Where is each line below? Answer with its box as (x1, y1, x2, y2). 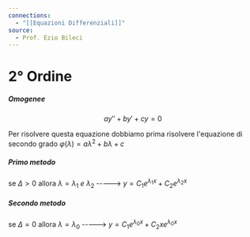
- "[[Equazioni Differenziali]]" (15, 19, 126, 27)
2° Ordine (8, 68, 73, 85)
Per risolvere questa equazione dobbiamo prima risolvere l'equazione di (8, 130, 243, 139)
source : (8, 26, 34, 34)
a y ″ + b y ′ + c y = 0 (104, 114, 162, 123)
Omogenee (8, 94, 46, 103)
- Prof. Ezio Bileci (15, 33, 83, 42)
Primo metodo (8, 157, 56, 167)
